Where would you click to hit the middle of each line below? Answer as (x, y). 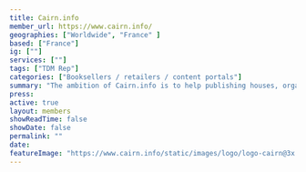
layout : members (40, 111)
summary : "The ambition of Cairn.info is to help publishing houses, (144, 86)
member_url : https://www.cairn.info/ (81, 26)
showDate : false (40, 128)
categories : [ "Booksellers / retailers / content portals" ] (126, 77)
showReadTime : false (49, 119)
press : (22, 94)
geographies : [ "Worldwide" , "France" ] (85, 35)
